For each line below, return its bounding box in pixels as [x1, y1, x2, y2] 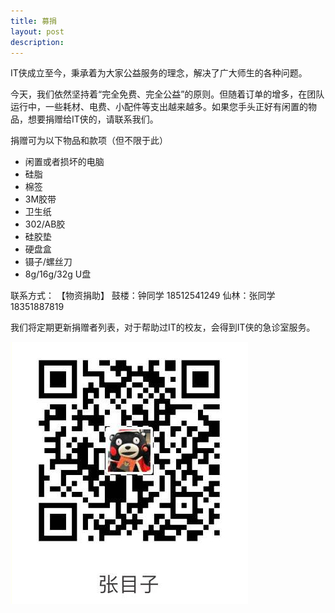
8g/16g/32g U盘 [24, 268, 92, 280]
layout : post [10, 26, 65, 37]
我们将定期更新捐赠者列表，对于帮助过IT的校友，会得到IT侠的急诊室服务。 [10, 321, 316, 334]
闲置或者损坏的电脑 [24, 156, 105, 168]
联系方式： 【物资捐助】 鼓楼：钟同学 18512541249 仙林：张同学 [10, 290, 276, 302]
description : [10, 37, 65, 47]
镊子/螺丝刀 [24, 256, 73, 268]
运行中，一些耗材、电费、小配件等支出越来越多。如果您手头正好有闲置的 [10, 101, 308, 113]
